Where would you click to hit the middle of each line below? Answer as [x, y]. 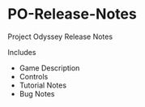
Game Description [49, 68]
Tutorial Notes [43, 85]
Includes [22, 52]
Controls [34, 76]
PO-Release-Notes [72, 14]
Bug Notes [37, 93]
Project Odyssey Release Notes [60, 36]
